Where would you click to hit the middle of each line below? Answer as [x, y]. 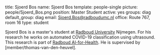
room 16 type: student [27, 22]
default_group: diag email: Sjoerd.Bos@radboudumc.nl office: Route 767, [78, 17]
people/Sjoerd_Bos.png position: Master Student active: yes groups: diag [78, 12]
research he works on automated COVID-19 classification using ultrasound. [80, 37]
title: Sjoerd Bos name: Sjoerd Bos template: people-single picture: [72, 7]
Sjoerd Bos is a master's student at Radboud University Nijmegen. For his [78, 32]
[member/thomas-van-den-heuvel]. [41, 47]
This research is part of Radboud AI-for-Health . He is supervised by [73, 42]
